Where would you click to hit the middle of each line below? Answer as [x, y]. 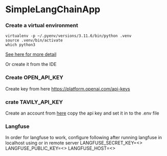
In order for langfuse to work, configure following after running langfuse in [84, 138]
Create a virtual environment [42, 26]
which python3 [20, 45]
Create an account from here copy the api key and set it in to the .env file [82, 113]
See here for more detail [31, 54]
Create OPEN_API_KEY [34, 78]
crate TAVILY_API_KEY [34, 102]
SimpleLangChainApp [53, 9]
